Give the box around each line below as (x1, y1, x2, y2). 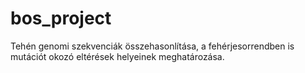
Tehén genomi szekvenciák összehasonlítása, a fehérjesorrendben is (10, 40, 295, 52)
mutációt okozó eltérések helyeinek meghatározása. (10, 50, 225, 62)
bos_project (10, 7, 112, 30)
